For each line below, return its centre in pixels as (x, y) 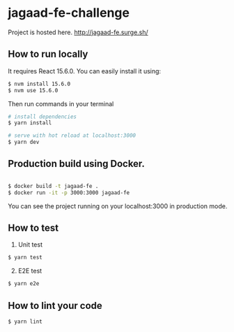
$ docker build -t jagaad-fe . (53, 186)
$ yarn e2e (24, 284)
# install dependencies (42, 117)
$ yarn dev (24, 142)
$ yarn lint (25, 322)
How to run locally (48, 54)
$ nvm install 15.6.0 (39, 84)
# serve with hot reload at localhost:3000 (72, 136)
